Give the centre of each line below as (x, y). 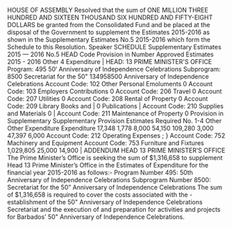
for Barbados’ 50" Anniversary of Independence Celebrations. (96, 217)
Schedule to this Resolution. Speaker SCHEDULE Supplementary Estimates (114, 47)
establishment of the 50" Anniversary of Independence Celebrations (105, 202)
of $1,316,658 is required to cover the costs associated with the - (100, 195)
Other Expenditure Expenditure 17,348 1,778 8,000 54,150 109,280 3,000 (110, 128)
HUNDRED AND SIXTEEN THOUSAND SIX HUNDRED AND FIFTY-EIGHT (110, 17)
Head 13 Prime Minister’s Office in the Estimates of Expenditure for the (108, 165)
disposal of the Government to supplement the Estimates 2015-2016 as (109, 32)
